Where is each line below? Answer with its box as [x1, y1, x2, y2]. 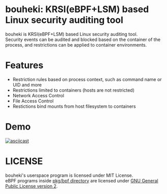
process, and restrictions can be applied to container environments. [5, 42, 147, 48]
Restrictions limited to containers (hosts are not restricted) [12, 87, 135, 93]
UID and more [12, 82, 42, 88]
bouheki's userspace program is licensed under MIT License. [5, 172, 133, 178]
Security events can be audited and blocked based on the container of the [5, 36, 161, 43]
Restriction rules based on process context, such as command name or [12, 76, 162, 82]
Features [5, 60, 44, 71]
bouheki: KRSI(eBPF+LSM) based [5, 4, 149, 15]
